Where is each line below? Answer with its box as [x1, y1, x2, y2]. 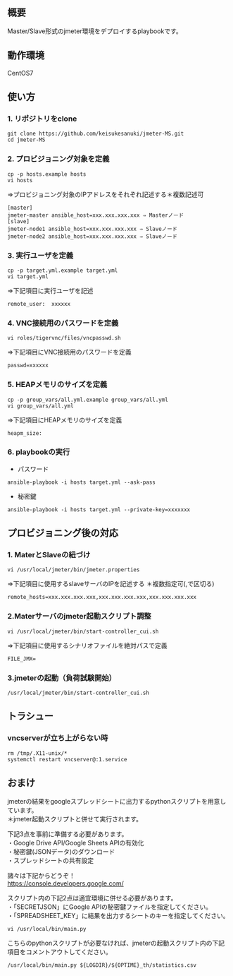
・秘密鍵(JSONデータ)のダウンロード [7, 847, 115, 856]
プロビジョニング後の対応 [7, 527, 118, 539]
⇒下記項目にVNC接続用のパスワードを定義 [7, 348, 132, 357]
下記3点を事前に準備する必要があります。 [7, 829, 128, 838]
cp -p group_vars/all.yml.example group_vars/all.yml [7, 396, 169, 403]
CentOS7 [7, 69, 34, 77]
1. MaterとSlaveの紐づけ [7, 550, 91, 560]
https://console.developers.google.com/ [7, 879, 125, 888]
